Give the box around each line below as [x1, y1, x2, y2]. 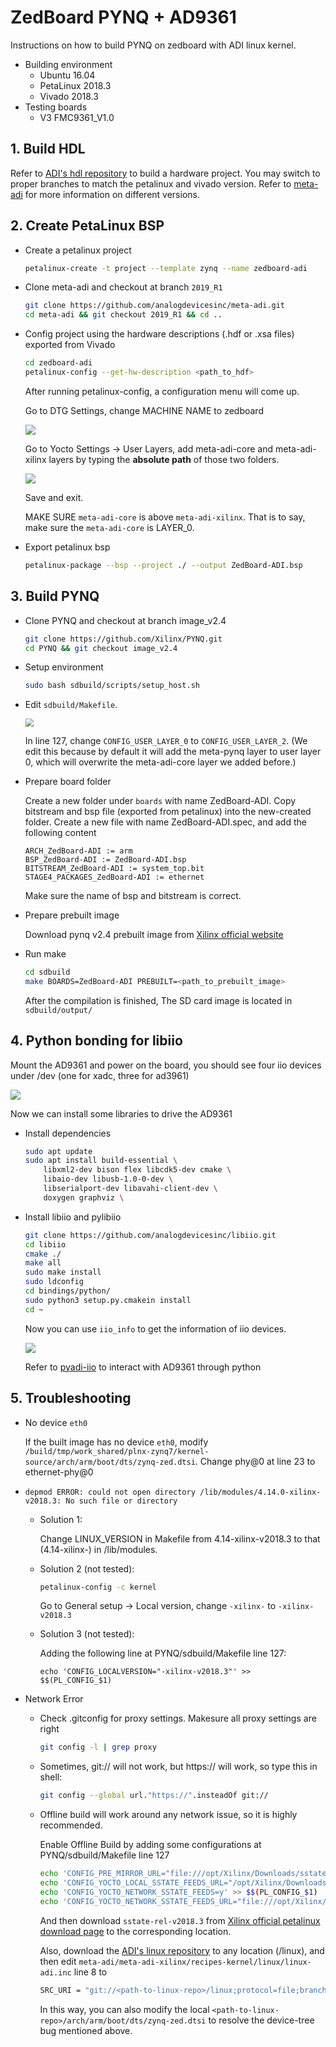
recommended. [39, 1819, 103, 1831]
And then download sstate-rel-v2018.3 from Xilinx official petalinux [39, 1914, 321, 1926]
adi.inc [39, 1967, 72, 1978]
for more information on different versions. [24, 188, 200, 200]
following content [24, 827, 97, 839]
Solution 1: [39, 1513, 83, 1525]
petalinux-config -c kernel [39, 1582, 157, 1592]
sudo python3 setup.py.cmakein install [24, 1295, 192, 1305]
